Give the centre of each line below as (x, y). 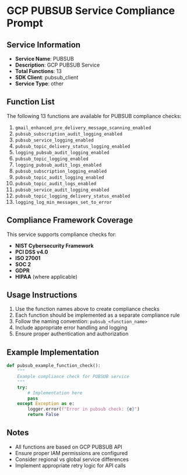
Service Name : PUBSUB (45, 59)
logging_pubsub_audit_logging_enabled (62, 152)
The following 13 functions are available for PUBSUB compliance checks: (94, 116)
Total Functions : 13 (38, 71)
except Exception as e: (46, 404)
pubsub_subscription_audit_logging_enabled (69, 134)
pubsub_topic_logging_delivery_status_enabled (73, 196)
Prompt (25, 23)
